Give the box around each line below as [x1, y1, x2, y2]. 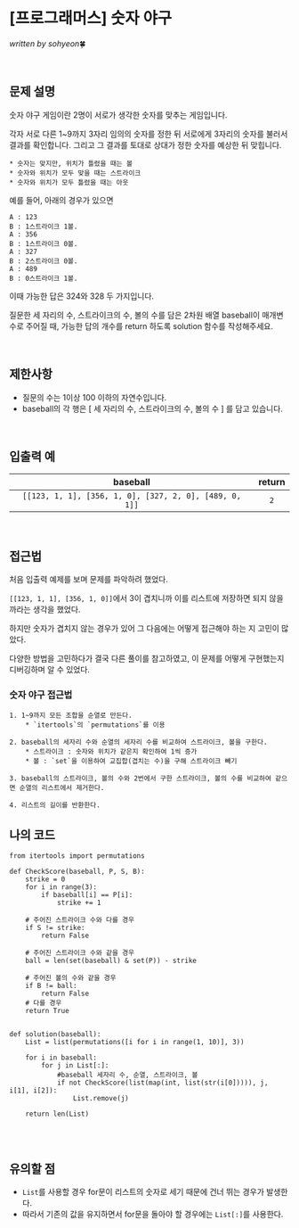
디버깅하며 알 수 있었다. [9, 664, 91, 675]
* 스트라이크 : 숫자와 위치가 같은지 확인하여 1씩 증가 [25, 747, 198, 756]
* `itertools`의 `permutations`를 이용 [25, 721, 166, 729]
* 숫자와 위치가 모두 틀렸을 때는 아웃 [9, 177, 129, 187]
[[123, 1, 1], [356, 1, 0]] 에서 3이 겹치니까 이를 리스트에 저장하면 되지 [9, 593, 268, 604]
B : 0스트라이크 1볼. [9, 274, 78, 283]
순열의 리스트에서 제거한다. [19, 784, 105, 793]
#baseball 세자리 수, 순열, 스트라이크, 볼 [56, 1071, 198, 1080]
